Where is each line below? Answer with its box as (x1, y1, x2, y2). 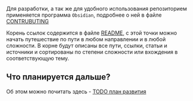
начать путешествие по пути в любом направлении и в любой (6, 36, 166, 42)
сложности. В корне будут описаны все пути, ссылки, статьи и (6, 42, 168, 49)
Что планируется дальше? (6, 72, 111, 82)
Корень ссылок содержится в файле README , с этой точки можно (6, 29, 177, 36)
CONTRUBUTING (6, 18, 49, 25)
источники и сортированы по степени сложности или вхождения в (6, 48, 178, 56)
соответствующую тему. (6, 55, 70, 62)
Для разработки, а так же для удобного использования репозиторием (6, 5, 187, 12)
